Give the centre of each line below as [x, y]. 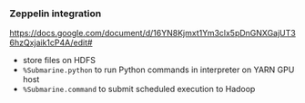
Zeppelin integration [56, 14]
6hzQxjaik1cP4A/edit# [51, 42]
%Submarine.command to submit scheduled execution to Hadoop [139, 89]
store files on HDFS [59, 61]
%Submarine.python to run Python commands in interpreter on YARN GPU [158, 70]
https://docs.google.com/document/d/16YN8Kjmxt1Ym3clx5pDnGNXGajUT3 [152, 33]
